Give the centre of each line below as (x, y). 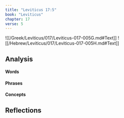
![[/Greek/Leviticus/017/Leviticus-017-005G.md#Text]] (61, 38)
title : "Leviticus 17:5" (31, 10)
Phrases (14, 83)
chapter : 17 (17, 19)
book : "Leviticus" (24, 14)
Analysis (19, 59)
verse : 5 (14, 24)
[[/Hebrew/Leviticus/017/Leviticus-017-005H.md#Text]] (62, 43)
